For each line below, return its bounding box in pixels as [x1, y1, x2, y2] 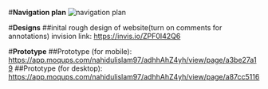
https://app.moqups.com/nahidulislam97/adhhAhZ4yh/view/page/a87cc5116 [8, 72, 260, 81]
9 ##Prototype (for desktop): [8, 64, 103, 73]
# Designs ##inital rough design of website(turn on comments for [8, 23, 223, 32]
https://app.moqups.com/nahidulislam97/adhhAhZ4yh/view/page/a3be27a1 [8, 56, 257, 64]
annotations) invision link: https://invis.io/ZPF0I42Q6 [8, 32, 181, 41]
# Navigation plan [8, 8, 66, 17]
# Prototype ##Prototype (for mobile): [8, 47, 132, 56]
